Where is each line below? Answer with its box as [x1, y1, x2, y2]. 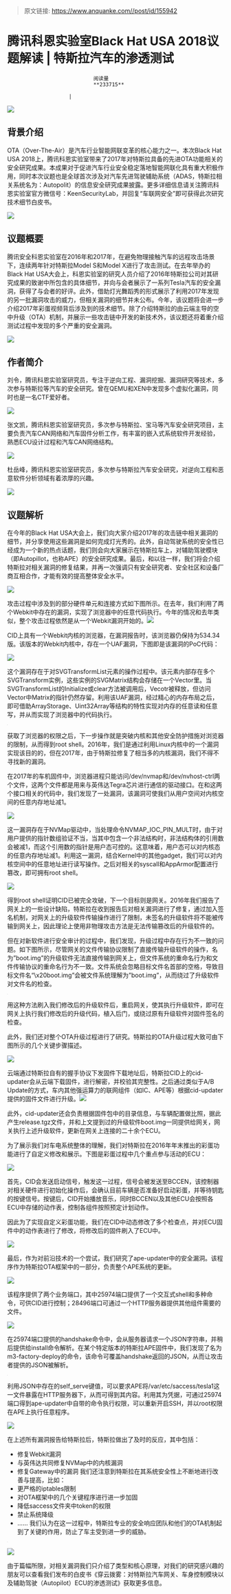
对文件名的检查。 [7, 980, 56, 988]
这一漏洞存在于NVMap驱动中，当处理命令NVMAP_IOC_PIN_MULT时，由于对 [7, 826, 223, 834]
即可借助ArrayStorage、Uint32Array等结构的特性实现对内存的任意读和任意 [7, 702, 218, 711]
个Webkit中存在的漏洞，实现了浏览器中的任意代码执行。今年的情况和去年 [7, 608, 214, 616]
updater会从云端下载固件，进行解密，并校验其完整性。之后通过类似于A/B [7, 1078, 214, 1086]
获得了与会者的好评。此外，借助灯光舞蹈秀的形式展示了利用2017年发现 [19, 287, 219, 295]
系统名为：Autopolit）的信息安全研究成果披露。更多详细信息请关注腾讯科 [12, 181, 220, 189]
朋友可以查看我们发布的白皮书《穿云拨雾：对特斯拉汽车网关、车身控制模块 [7, 1571, 218, 1579]
